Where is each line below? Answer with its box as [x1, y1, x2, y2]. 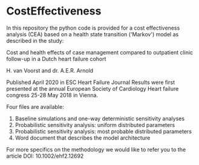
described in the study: [6, 37, 64, 44]
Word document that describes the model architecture [15, 134, 151, 141]
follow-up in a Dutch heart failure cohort [6, 55, 106, 62]
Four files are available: [6, 103, 65, 110]
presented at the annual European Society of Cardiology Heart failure [6, 85, 179, 92]
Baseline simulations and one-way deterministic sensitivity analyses [15, 115, 185, 122]
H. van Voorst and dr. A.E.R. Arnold [6, 66, 94, 74]
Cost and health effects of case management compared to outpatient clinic [6, 48, 194, 56]
